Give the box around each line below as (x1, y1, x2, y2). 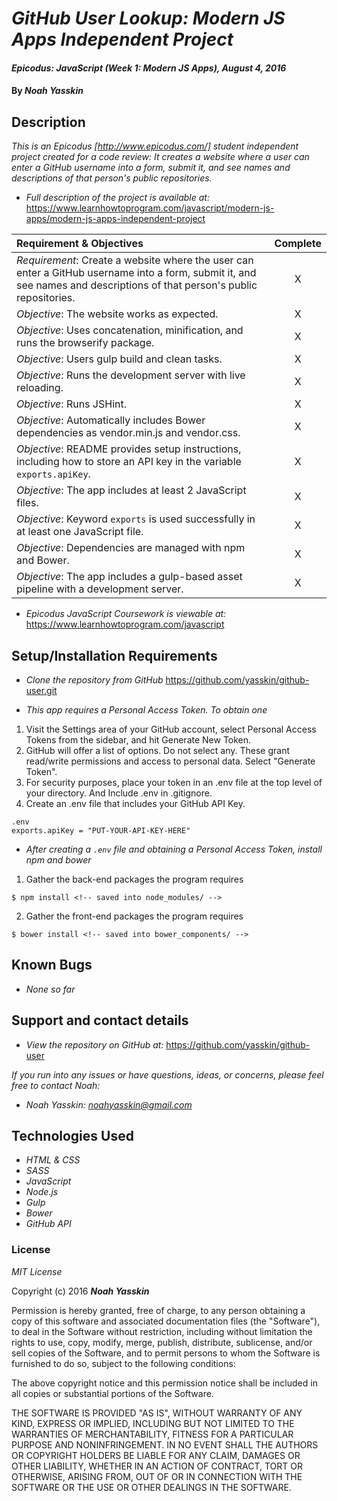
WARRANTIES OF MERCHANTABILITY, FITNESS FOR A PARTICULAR (11, 1428, 294, 1440)
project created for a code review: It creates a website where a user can (11, 151, 310, 163)
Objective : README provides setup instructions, (16, 442, 242, 456)
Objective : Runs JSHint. (16, 397, 127, 411)
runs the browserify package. (16, 336, 155, 350)
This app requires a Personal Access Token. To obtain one (25, 704, 268, 716)
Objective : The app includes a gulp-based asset (16, 570, 243, 584)
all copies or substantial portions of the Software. (11, 1387, 214, 1399)
